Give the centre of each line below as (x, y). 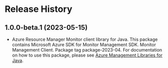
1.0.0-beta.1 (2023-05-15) (46, 28)
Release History (38, 9)
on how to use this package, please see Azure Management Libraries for (87, 55)
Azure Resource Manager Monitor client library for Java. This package (85, 39)
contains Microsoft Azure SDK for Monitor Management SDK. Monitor (84, 45)
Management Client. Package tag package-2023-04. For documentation (87, 50)
